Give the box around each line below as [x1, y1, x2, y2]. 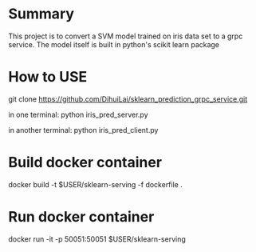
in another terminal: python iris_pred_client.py [8, 125, 159, 134]
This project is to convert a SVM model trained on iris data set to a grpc [8, 31, 243, 41]
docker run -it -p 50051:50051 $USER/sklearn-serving [8, 234, 186, 244]
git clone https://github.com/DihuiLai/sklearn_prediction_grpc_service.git [8, 94, 248, 104]
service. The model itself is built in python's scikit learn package [8, 39, 220, 49]
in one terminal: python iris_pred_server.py [8, 110, 148, 119]
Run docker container [8, 208, 155, 226]
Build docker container [8, 154, 162, 172]
